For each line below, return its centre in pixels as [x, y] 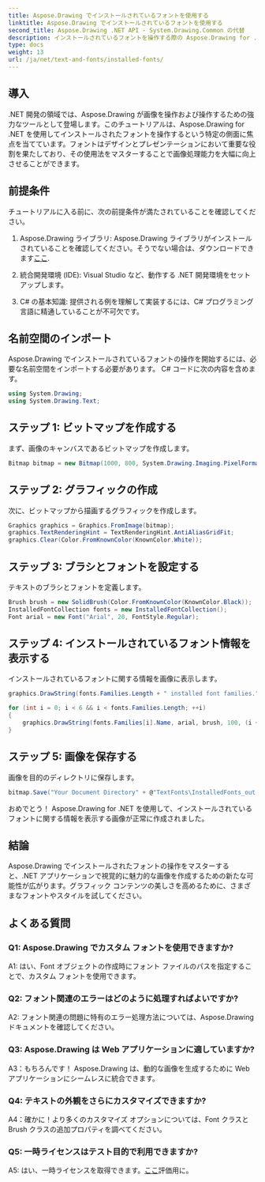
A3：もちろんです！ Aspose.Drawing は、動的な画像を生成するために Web [129, 1068]
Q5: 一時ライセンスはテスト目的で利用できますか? [103, 1151]
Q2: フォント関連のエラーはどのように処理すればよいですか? [123, 999]
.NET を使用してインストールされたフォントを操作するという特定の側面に [127, 134]
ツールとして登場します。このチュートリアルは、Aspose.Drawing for [133, 124]
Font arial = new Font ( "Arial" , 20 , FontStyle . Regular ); [104, 617]
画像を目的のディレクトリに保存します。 [73, 777]
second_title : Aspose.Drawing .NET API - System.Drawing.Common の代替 [127, 30]
